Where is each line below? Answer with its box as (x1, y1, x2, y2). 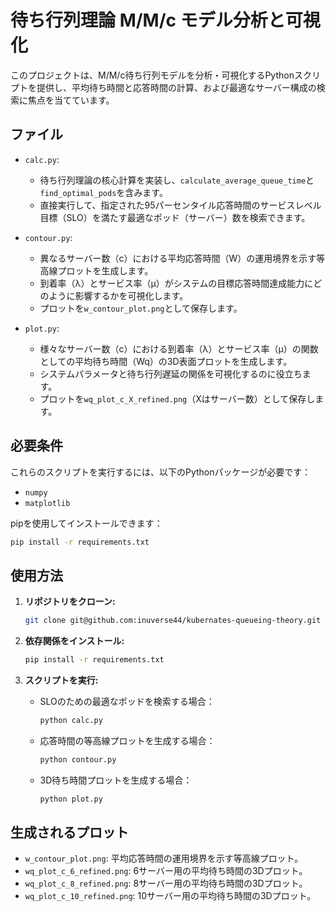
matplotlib (24, 498, 71, 508)
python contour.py (39, 754, 117, 765)
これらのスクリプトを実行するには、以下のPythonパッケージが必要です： (10, 466, 312, 478)
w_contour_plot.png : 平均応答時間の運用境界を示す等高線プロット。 (24, 852, 304, 865)
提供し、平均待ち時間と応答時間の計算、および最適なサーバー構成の (36, 81, 317, 93)
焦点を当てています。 (27, 94, 115, 106)
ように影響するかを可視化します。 (48, 289, 189, 301)
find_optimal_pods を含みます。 (39, 186, 168, 198)
